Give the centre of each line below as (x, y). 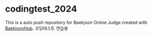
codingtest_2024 (41, 9)
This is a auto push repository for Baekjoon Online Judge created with (76, 22)
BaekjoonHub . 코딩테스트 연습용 (37, 28)
